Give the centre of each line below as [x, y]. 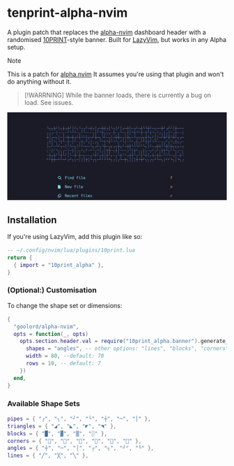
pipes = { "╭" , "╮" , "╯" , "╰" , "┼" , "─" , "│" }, [79, 418]
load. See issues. [49, 102]
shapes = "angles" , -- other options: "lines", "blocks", [111, 349]
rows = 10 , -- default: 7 [63, 364]
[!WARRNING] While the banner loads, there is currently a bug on [117, 95]
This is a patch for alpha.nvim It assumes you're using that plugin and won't [116, 74]
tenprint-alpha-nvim [68, 13]
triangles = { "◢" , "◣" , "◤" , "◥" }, [62, 426]
